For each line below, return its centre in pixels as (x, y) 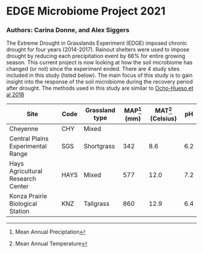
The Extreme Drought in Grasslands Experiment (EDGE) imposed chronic (97, 43)
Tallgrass (97, 203)
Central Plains (29, 139)
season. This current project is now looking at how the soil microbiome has (100, 62)
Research (23, 179)
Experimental (28, 146)
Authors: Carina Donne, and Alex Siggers (68, 30)
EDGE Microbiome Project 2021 (86, 11)
